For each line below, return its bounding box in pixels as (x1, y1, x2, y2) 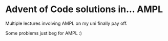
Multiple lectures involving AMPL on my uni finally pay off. (5, 20, 128, 26)
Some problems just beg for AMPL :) (5, 30, 82, 36)
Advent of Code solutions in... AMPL (5, 4, 163, 15)
